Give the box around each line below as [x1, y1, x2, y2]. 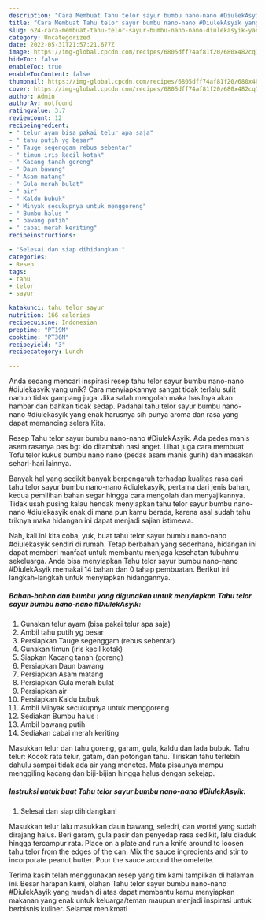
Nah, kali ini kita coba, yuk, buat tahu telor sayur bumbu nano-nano [9, 531, 227, 541]
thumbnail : [9, 77, 45, 85]
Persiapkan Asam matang [20, 669, 104, 679]
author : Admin [9, 92, 56, 100]
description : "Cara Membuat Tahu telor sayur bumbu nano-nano [9, 11, 217, 20]
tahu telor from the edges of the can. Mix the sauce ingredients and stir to [9, 847, 248, 856]
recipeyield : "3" [9, 341, 66, 348]
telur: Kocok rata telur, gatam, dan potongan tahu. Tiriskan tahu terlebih [9, 752, 241, 762]
